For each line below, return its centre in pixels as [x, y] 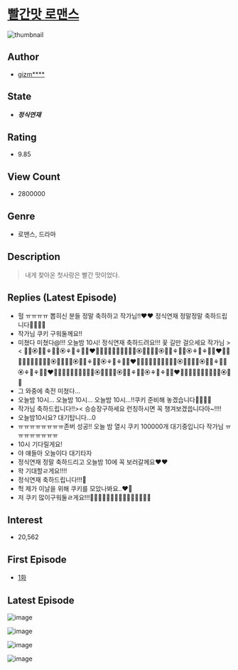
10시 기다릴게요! [40, 444]
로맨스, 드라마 [37, 234]
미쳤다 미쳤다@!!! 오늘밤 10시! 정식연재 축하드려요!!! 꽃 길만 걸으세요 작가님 [121, 342]
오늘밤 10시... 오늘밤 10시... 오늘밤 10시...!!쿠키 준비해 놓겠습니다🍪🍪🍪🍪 [114, 399]
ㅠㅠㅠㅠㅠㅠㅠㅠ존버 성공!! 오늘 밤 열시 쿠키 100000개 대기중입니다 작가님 [120, 426]
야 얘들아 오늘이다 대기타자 [55, 453]
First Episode [37, 560]
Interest [25, 520]
